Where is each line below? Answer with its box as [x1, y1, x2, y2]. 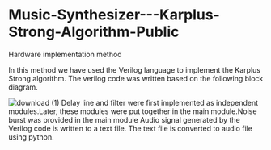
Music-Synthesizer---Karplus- [8, 6, 220, 24]
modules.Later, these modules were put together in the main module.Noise [8, 106, 257, 116]
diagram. [8, 82, 38, 92]
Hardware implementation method [8, 49, 123, 59]
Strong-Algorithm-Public [8, 23, 180, 41]
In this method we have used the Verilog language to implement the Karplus [8, 65, 261, 74]
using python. [8, 131, 54, 142]
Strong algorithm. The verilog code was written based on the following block [8, 73, 264, 83]
